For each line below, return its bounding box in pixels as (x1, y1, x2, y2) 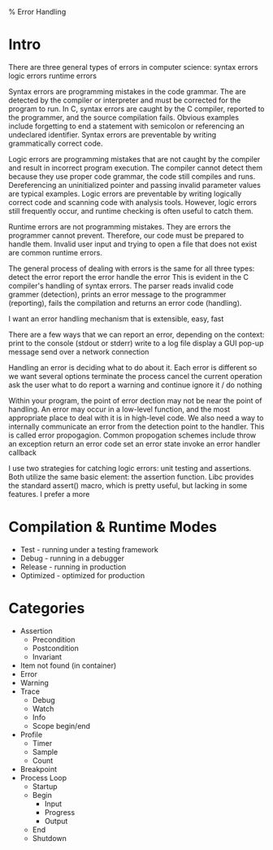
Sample (32, 747, 58, 756)
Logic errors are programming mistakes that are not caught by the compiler (8, 154, 261, 163)
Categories (8, 599, 85, 617)
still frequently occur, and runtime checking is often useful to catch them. (8, 206, 253, 216)
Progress (44, 807, 76, 817)
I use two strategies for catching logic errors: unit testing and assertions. (8, 463, 252, 473)
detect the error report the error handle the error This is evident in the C (8, 272, 249, 281)
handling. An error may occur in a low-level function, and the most (8, 404, 231, 414)
